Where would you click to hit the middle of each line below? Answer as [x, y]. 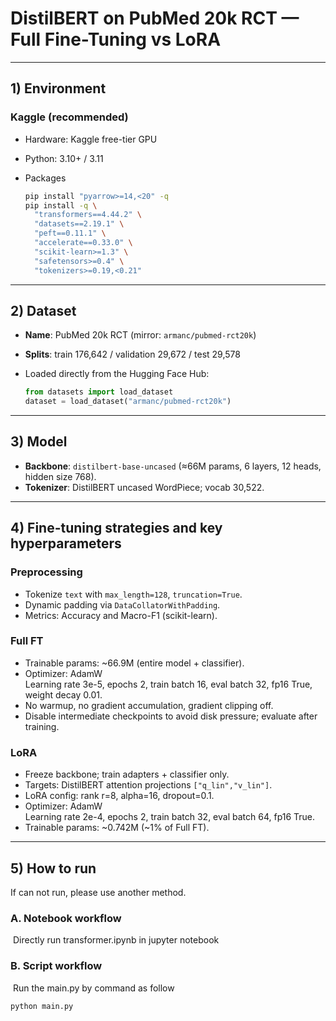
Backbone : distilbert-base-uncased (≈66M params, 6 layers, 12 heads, [173, 466]
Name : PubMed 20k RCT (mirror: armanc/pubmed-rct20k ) [140, 335]
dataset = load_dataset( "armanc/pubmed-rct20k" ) [128, 402]
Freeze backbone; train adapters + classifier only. [127, 774]
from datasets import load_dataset [99, 392]
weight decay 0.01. [63, 694]
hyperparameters [66, 543]
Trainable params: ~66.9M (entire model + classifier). [134, 663]
